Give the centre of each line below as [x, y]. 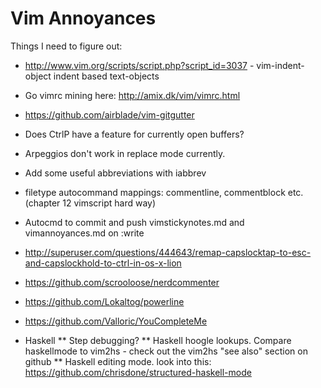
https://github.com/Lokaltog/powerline [104, 301]
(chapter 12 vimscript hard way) [90, 203]
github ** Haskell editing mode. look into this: [118, 361]
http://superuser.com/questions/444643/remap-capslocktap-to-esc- [168, 252]
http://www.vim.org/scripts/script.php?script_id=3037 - [139, 65]
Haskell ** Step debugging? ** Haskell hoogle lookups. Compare [158, 340]
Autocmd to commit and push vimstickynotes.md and [134, 222]
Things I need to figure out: [66, 46]
